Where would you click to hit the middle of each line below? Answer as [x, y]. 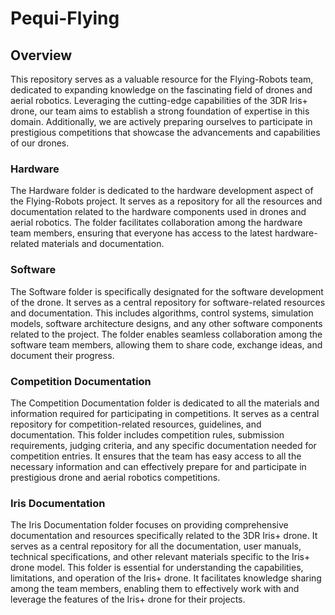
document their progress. [62, 355]
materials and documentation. [103, 244]
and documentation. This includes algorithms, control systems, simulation [162, 313]
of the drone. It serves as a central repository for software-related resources [168, 302]
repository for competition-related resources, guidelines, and [136, 424]
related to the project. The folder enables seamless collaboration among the [166, 334]
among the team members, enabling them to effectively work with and [155, 589]
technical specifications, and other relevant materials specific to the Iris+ [160, 557]
